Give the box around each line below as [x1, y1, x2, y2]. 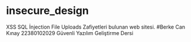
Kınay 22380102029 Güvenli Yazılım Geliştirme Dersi [6, 29, 133, 36]
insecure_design [6, 4, 89, 17]
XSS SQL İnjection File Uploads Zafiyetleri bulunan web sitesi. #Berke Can [6, 23, 186, 30]
